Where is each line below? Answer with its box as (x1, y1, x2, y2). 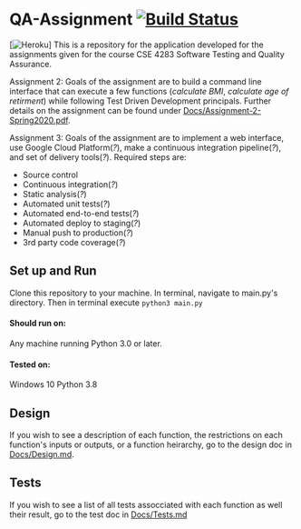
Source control (22, 169, 79, 180)
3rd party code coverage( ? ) (22, 236, 126, 247)
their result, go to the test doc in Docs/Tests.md (9, 509, 188, 520)
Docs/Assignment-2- (182, 105, 261, 115)
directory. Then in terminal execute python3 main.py (9, 296, 203, 308)
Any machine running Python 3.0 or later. (9, 337, 163, 349)
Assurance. (9, 58, 53, 69)
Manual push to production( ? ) (22, 227, 134, 238)
